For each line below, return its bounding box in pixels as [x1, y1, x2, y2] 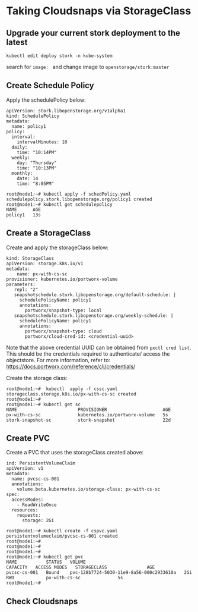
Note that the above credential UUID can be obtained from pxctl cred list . [6, 344, 191, 351]
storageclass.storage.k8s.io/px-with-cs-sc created [6, 391, 136, 397]
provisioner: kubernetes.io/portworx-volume [6, 276, 118, 282]
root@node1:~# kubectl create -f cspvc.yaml [6, 528, 118, 534]
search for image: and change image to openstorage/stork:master [6, 64, 170, 70]
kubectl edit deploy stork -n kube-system [6, 53, 113, 59]
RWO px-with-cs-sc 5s [6, 575, 123, 581]
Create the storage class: [6, 374, 68, 381]
